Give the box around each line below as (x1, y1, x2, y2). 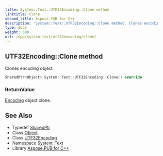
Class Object (12, 130, 38, 136)
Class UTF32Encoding (12, 135, 57, 140)
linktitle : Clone (5, 12, 40, 17)
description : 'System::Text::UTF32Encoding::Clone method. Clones (5, 20, 142, 26)
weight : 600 (5, 30, 29, 35)
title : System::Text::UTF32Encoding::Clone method (5, 7, 110, 12)
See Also (5, 112, 33, 120)
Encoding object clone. (5, 97, 51, 103)
